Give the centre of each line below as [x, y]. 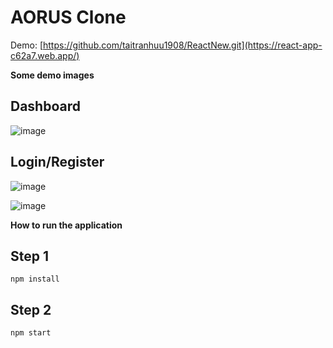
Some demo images [52, 75]
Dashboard [45, 106]
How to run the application [66, 225]
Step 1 [30, 256]
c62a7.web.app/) [45, 55]
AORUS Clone [68, 17]
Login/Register [57, 162]
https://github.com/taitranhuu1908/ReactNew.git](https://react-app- [183, 45]
